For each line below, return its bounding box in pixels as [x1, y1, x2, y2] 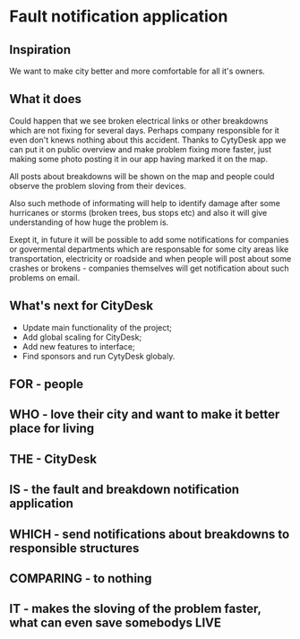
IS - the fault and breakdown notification [9, 482, 240, 497]
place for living [9, 421, 95, 436]
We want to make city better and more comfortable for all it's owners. [9, 65, 266, 76]
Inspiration [9, 42, 72, 57]
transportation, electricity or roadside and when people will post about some [9, 253, 292, 263]
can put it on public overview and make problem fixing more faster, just [9, 143, 271, 154]
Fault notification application [9, 6, 228, 27]
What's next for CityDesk [9, 298, 154, 314]
